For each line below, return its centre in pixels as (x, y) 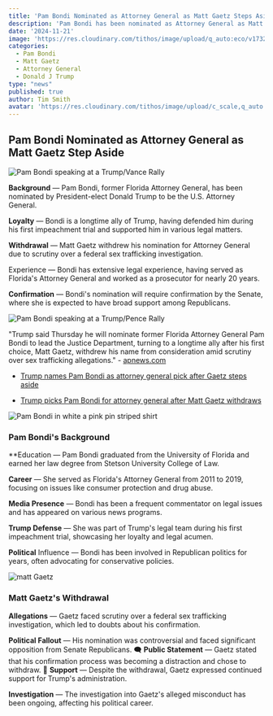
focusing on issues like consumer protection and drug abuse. (111, 488)
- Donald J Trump (45, 76)
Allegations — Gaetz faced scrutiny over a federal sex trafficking (117, 616)
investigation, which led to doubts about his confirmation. (104, 624)
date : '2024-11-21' (41, 31)
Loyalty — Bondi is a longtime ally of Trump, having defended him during (131, 220)
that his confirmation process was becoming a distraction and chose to (127, 661)
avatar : (22, 107)
